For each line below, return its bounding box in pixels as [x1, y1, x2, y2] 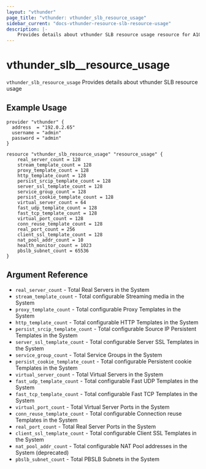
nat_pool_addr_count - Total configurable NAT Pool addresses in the [15, 442, 188, 449]
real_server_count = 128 [17, 156, 81, 162]
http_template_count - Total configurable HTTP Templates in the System [15, 318, 199, 326]
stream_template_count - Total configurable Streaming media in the [15, 292, 185, 300]
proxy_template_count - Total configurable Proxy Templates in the [15, 305, 181, 313]
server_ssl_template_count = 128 [17, 183, 103, 189]
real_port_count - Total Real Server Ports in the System [15, 422, 156, 430]
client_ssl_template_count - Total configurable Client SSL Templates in [15, 429, 197, 437]
